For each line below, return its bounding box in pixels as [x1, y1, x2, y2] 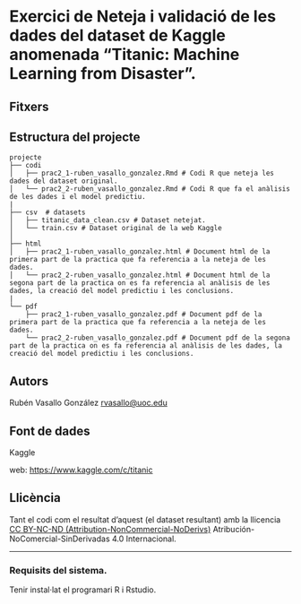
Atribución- [212, 523, 255, 534]
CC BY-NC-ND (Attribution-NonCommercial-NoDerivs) [9, 523, 211, 534]
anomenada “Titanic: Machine [9, 45, 240, 65]
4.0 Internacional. [111, 533, 176, 544]
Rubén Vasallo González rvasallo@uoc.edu [9, 397, 168, 409]
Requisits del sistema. [9, 564, 107, 576]
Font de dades [9, 423, 90, 438]
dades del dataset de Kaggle [9, 25, 226, 46]
